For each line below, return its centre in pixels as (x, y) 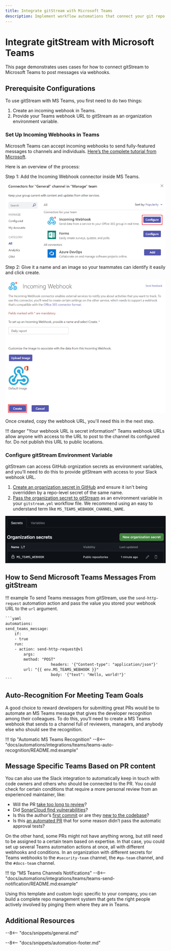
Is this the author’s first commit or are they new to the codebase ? (81, 815)
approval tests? (28, 826)
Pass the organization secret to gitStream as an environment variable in (88, 498)
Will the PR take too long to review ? (50, 805)
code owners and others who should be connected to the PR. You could (81, 784)
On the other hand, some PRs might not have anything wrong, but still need (84, 836)
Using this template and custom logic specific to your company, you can (81, 894)
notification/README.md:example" (42, 884)
